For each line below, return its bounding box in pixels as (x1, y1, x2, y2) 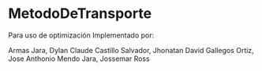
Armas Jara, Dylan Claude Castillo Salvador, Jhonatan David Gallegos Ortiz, (8, 45, 254, 55)
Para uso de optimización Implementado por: (8, 30, 155, 40)
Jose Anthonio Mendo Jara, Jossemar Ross (8, 54, 150, 63)
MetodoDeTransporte (8, 5, 152, 23)
